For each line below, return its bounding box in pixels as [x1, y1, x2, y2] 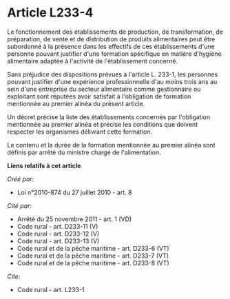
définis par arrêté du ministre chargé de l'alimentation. [7, 148, 162, 156]
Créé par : [7, 174, 34, 183]
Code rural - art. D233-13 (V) [17, 236, 100, 245]
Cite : [7, 272, 21, 280]
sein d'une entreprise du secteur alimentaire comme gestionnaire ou [7, 85, 201, 93]
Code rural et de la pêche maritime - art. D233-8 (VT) [17, 258, 170, 267]
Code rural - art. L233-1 [17, 285, 85, 293]
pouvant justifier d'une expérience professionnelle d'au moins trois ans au [7, 77, 218, 85]
